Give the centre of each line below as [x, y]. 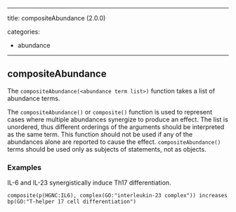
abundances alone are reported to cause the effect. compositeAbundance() [114, 142]
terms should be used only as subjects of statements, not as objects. [107, 149]
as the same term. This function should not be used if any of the [100, 134]
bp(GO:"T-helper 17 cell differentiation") [72, 202]
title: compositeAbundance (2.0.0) [57, 18]
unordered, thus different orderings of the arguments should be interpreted [116, 126]
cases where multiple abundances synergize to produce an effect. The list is [118, 119]
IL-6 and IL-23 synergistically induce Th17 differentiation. [89, 183]
